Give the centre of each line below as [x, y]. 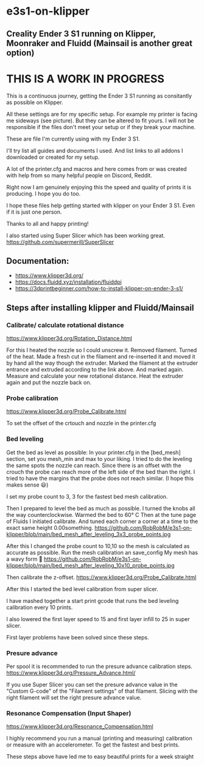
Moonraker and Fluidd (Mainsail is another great [100, 43]
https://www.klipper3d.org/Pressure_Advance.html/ [71, 673]
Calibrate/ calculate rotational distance [65, 325]
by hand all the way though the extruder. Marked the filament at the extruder [102, 363]
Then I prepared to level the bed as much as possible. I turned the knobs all [101, 508]
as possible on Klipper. [35, 102]
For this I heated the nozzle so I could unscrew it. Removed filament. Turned [102, 350]
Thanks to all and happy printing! [47, 223]
